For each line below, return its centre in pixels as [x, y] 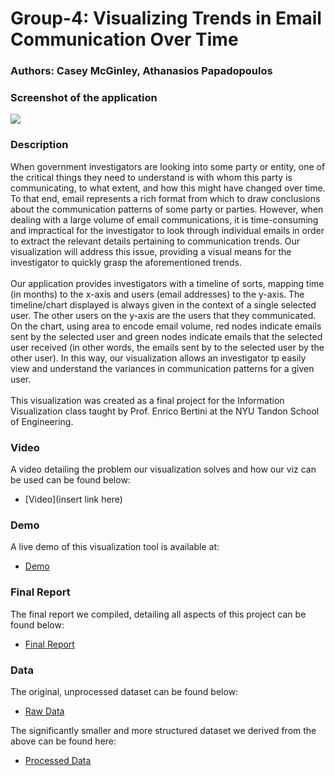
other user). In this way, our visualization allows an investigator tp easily [158, 358]
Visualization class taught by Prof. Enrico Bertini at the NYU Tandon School [165, 411]
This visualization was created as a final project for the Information [147, 400]
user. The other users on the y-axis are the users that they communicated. [163, 315]
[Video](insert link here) [73, 499]
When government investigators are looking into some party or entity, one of [168, 166]
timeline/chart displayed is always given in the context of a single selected [163, 304]
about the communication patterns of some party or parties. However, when [167, 209]
